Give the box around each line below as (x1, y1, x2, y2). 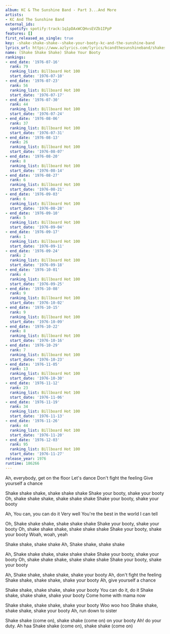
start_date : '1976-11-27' (10, 452, 65, 457)
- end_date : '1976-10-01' (5, 267, 60, 272)
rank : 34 (10, 404, 28, 409)
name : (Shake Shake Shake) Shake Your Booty (5, 50, 101, 55)
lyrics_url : (5, 45, 30, 50)
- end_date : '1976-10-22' (5, 324, 60, 329)
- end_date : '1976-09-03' (5, 192, 60, 197)
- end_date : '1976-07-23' (5, 78, 60, 83)
